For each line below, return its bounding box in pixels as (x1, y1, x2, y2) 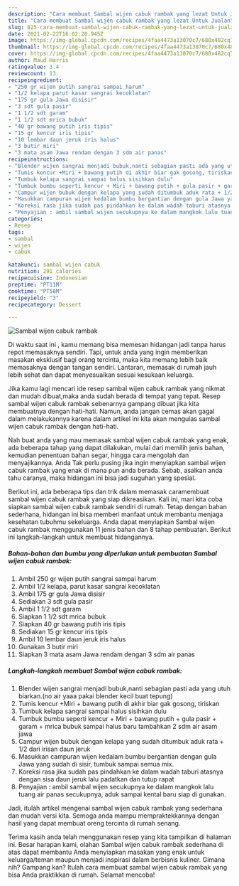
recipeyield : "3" (8, 294, 60, 301)
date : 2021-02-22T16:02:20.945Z (8, 30, 104, 38)
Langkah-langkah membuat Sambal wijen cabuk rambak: (8, 666, 183, 675)
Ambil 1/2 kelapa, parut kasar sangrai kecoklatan (18, 582, 160, 591)
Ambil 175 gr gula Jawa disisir (18, 589, 106, 598)
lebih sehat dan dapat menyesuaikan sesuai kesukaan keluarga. (8, 370, 194, 379)
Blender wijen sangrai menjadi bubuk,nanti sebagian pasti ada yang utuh (18, 684, 231, 693)
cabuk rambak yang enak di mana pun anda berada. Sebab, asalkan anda (8, 466, 223, 475)
